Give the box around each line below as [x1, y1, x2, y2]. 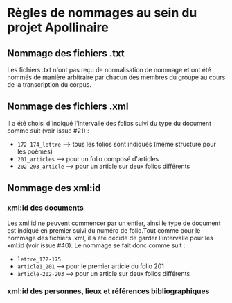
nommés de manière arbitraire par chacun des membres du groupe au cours [7, 73, 226, 81]
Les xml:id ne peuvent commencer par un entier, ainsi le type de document [7, 219, 221, 227]
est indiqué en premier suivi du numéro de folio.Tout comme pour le [7, 226, 201, 234]
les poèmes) [17, 147, 53, 156]
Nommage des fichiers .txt [7, 47, 125, 59]
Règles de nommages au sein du [7, 5, 197, 21]
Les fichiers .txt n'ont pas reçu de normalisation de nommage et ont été [7, 66, 211, 74]
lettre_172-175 [17, 256, 62, 263]
